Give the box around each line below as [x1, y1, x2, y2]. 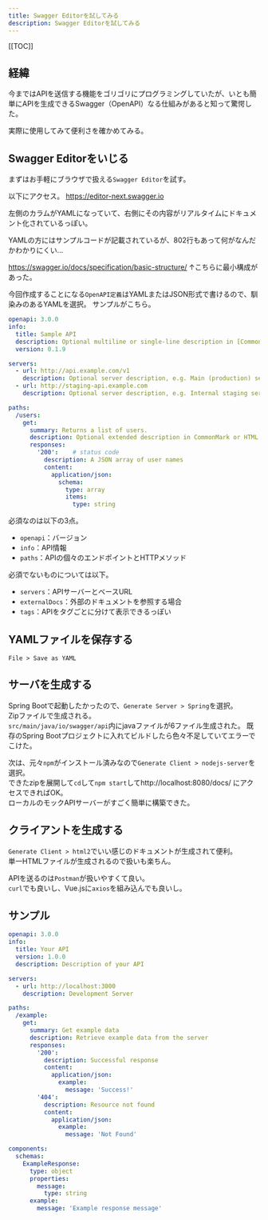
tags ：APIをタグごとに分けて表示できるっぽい [19, 607, 171, 617]
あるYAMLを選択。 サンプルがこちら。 [29, 299, 156, 309]
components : [8, 1145, 48, 1153]
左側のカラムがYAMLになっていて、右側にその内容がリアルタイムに [8, 209, 229, 218]
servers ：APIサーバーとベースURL [19, 587, 133, 597]
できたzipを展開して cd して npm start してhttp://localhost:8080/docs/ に [8, 778, 241, 787]
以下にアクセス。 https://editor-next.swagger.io [8, 191, 164, 201]
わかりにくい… [14, 246, 64, 255]
